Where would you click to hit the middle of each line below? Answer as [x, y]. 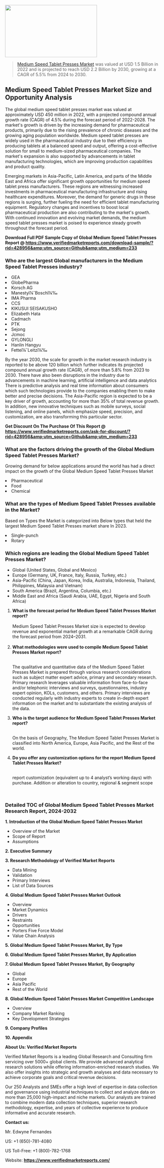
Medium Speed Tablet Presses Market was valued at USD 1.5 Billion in [87, 64]
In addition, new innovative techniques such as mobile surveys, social [75, 407]
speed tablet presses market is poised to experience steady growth [73, 223]
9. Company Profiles [26, 1028]
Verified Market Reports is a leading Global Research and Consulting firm [79, 1056]
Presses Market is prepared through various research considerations [82, 672]
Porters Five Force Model [38, 931]
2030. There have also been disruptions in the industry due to [67, 375]
